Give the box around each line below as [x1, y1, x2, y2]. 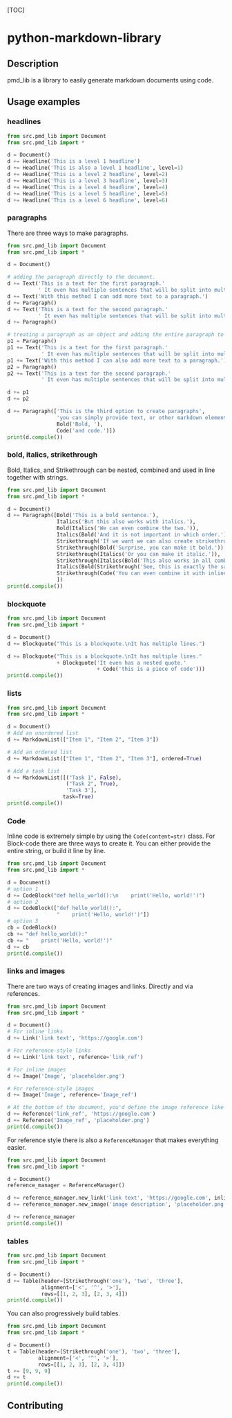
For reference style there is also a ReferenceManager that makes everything [7, 1136, 219, 1144]
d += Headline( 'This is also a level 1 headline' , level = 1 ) [7, 164, 184, 172]
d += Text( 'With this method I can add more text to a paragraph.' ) [7, 292, 209, 300]
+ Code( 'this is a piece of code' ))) [96, 665, 206, 673]
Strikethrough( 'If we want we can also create [56, 537, 193, 545]
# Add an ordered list [7, 749, 72, 755]
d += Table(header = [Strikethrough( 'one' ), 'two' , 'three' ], [7, 1277, 184, 1284]
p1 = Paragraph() [7, 338, 57, 345]
